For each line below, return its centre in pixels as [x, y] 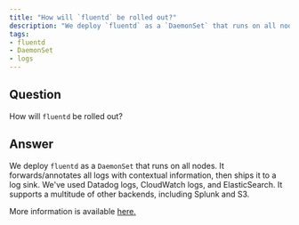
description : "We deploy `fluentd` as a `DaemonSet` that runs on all [143, 26]
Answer [32, 145]
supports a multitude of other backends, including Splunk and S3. [129, 194]
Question [35, 95]
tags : [19, 34]
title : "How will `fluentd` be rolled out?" [93, 17]
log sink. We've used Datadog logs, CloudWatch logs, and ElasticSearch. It [146, 184]
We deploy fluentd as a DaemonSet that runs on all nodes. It [117, 165]
